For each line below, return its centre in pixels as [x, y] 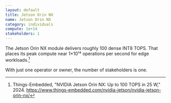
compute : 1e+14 [21, 29]
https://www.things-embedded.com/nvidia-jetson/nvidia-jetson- [94, 90]
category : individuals [29, 24]
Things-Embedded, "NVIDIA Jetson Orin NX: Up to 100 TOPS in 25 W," [87, 84]
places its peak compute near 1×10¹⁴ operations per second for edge [77, 54]
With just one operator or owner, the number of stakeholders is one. [76, 70]
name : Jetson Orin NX [28, 19]
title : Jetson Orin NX [29, 15]
